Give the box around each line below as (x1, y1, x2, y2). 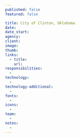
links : (5, 52, 19, 57)
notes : (5, 120, 19, 125)
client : (5, 39, 21, 44)
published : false (5, 7, 40, 12)
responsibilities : (5, 66, 42, 71)
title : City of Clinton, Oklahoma (5, 21, 76, 25)
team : (5, 112, 16, 116)
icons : (5, 102, 19, 108)
